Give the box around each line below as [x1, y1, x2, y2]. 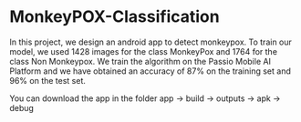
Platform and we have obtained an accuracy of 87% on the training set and [9, 66, 292, 76]
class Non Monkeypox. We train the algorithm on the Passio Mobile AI [9, 56, 272, 66]
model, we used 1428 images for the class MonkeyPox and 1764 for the [9, 46, 278, 56]
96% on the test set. [9, 75, 87, 86]
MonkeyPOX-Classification [9, 6, 221, 27]
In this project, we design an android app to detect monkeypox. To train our [9, 36, 292, 47]
